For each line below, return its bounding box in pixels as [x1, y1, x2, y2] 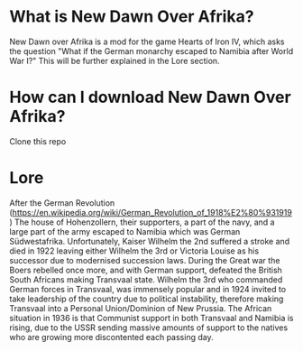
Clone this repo [9, 135, 67, 146]
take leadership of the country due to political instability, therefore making [9, 293, 284, 304]
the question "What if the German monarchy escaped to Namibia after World [9, 45, 294, 56]
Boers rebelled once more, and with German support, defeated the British [9, 264, 282, 275]
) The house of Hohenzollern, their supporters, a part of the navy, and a [9, 217, 275, 227]
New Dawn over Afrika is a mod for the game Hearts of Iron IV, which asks [9, 36, 285, 47]
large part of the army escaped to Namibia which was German [9, 226, 241, 236]
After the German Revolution [9, 197, 115, 208]
